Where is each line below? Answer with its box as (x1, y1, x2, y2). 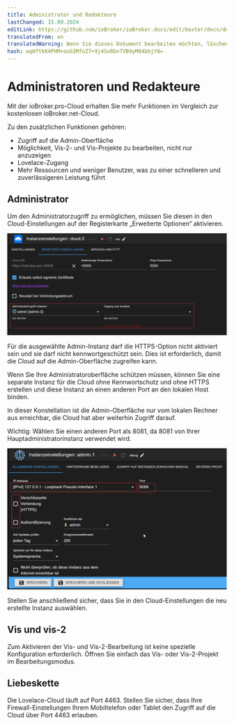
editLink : (7, 26, 36, 33)
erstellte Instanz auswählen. (7, 603, 88, 612)
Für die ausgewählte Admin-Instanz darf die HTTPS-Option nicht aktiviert (7, 342, 218, 351)
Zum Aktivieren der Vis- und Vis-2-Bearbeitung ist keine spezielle (7, 642, 196, 650)
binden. (7, 393, 29, 401)
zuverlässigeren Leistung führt (17, 173, 106, 181)
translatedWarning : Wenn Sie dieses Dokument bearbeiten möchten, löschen (7, 40, 229, 48)
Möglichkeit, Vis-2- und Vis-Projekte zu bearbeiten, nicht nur (17, 143, 193, 152)
